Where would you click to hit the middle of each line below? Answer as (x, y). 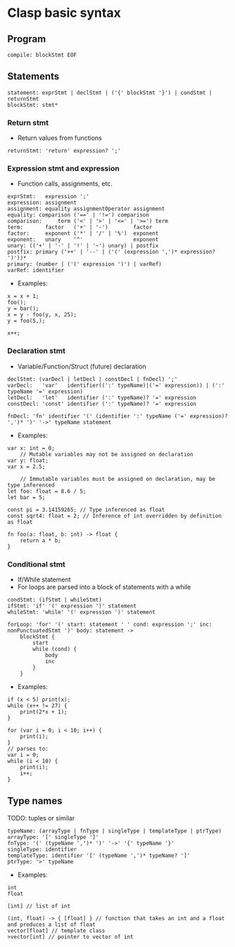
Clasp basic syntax (64, 13)
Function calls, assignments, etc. (65, 183)
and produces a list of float (52, 925)
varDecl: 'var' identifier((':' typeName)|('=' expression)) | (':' (116, 385)
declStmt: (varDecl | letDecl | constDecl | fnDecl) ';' (93, 379)
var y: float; (28, 460)
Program (27, 39)
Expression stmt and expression (63, 169)
